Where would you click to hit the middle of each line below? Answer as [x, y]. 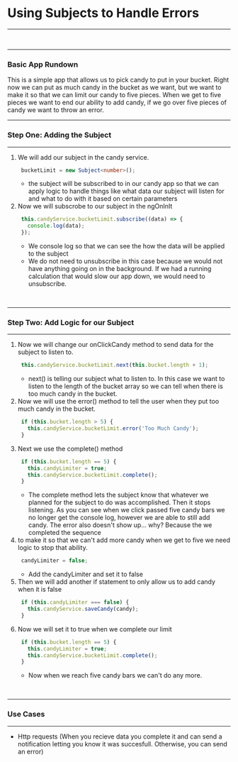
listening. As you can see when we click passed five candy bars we [126, 510]
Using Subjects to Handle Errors [103, 13]
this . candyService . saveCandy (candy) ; [83, 609]
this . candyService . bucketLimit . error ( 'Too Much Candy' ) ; [113, 429]
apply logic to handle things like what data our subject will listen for [126, 191]
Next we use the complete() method [70, 448]
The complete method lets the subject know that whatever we [118, 495]
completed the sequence [64, 533]
